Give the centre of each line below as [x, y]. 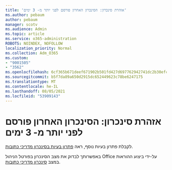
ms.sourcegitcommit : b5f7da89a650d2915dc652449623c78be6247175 [74, 77]
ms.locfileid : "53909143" [33, 96]
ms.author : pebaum [25, 15]
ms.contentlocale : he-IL [32, 86]
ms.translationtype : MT [31, 82]
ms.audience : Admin [26, 29]
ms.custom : [17, 58]
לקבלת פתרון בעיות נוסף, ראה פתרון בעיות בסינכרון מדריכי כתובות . [69, 146]
